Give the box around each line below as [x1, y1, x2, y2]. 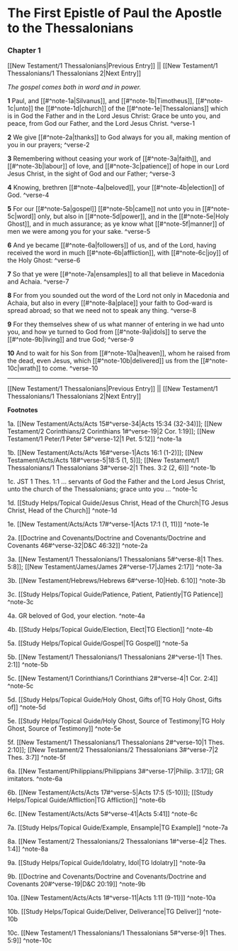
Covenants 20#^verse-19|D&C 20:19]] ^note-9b [7, 880, 146, 888]
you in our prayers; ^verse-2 [7, 141, 90, 149]
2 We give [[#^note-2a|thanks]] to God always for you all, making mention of [7, 133, 231, 141]
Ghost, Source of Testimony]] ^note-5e [7, 724, 122, 733]
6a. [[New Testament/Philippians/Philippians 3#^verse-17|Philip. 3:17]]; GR [7, 767, 225, 775]
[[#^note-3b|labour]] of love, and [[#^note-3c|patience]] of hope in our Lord [7, 162, 229, 171]
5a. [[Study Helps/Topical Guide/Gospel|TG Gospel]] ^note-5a [7, 639, 189, 648]
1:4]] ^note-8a [7, 844, 48, 854]
